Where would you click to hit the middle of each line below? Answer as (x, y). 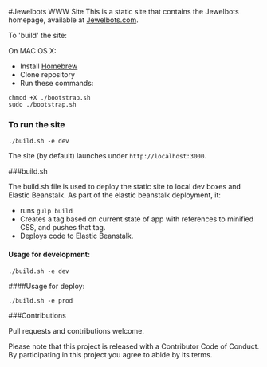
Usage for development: (49, 254)
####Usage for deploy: (47, 286)
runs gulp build (46, 211)
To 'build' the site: (38, 35)
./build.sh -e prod (41, 301)
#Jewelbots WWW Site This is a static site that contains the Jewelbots (124, 12)
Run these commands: (57, 83)
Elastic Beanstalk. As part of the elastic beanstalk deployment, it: (115, 195)
